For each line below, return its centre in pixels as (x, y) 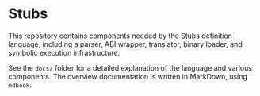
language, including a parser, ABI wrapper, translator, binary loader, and (126, 44)
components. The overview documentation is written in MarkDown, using (128, 76)
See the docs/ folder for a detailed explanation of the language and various (130, 67)
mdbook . (20, 85)
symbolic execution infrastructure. (64, 52)
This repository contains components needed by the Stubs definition (120, 36)
